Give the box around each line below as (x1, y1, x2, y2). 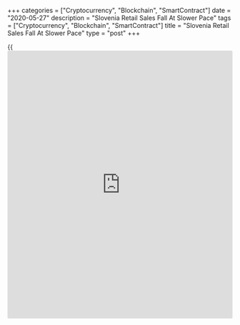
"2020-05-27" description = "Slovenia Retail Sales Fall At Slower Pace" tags (7, 14, 231, 22)
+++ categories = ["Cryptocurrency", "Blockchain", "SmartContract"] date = (7, 6, 231, 14)
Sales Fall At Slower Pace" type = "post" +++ (7, 29, 141, 37)
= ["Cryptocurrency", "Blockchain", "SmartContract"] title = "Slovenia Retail (7, 21, 230, 29)
